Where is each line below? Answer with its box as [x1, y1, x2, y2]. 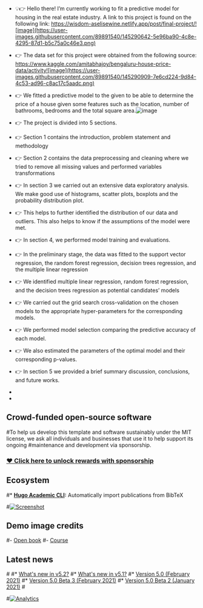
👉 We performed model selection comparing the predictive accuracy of [15, 326, 196, 333]
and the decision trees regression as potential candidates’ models [15, 287, 180, 294]
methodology [15, 142, 48, 149]
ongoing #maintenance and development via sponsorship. [6, 441, 151, 448]
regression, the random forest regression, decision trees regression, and [15, 260, 196, 266]
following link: [15, 20, 50, 27]
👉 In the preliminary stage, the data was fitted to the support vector [15, 251, 186, 258]
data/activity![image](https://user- [15, 67, 101, 74]
